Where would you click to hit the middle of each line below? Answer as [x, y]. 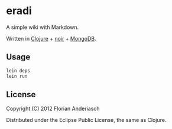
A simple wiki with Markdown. [43, 27]
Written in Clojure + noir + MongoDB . [51, 38]
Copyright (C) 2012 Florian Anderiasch [53, 109]
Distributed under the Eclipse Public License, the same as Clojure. [86, 120]
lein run [17, 76]
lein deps [18, 71]
